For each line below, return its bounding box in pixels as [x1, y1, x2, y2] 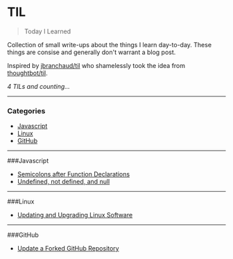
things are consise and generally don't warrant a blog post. [7, 48, 176, 56]
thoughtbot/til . [7, 69, 48, 77]
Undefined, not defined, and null [17, 178, 110, 186]
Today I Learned [24, 27, 71, 35]
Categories [7, 106, 46, 115]
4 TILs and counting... [7, 82, 71, 90]
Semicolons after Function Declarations [17, 170, 130, 178]
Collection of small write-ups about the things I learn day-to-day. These [7, 40, 212, 49]
